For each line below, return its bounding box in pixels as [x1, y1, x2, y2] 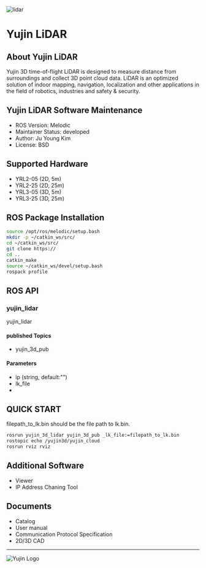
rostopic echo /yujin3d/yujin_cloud [6, 438, 100, 444]
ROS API [6, 285, 39, 296]
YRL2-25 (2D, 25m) [15, 182, 64, 189]
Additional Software [6, 461, 85, 471]
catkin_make [6, 257, 37, 263]
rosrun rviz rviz [6, 443, 51, 450]
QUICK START [6, 404, 61, 414]
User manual [15, 524, 48, 531]
